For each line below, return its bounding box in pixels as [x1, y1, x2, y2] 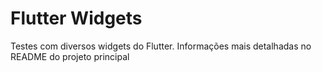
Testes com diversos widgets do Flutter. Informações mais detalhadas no [10, 40, 312, 52]
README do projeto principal [10, 50, 130, 62]
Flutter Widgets [10, 7, 143, 30]
